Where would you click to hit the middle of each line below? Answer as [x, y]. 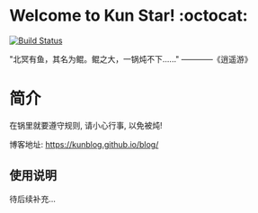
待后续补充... [33, 199]
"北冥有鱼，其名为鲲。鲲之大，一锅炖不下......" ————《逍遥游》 [131, 58]
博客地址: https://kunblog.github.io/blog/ [84, 144]
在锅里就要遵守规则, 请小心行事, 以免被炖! [86, 125]
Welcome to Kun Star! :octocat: [129, 16]
